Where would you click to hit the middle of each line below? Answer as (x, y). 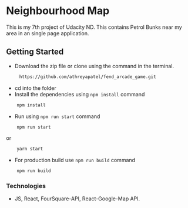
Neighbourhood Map (58, 11)
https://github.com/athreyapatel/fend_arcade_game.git (88, 77)
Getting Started (35, 52)
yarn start (30, 149)
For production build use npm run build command (75, 160)
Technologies (26, 186)
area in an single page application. (48, 33)
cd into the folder (36, 88)
